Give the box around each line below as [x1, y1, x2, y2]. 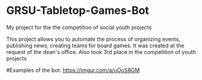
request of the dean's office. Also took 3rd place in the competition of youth [6, 48, 196, 55]
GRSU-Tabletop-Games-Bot [6, 4, 150, 18]
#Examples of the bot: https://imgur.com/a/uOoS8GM [6, 66, 140, 73]
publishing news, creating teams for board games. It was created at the [6, 42, 185, 49]
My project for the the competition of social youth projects [6, 24, 152, 31]
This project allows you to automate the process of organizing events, [6, 35, 181, 42]
